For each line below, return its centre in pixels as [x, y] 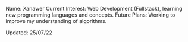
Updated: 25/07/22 [29, 33]
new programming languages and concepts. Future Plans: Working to [90, 15]
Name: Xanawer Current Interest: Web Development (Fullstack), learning [94, 9]
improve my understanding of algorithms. [56, 21]
